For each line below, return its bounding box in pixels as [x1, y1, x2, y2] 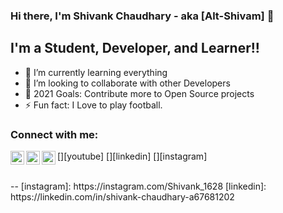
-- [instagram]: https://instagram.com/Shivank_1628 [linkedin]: [10, 180, 267, 193]
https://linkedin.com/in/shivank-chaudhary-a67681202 [10, 191, 235, 203]
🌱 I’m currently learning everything [24, 66, 168, 78]
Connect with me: [10, 127, 99, 141]
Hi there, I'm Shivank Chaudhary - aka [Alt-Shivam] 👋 [10, 9, 275, 23]
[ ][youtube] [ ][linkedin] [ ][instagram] [57, 150, 208, 163]
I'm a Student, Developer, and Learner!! [10, 40, 260, 57]
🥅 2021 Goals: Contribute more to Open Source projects [24, 87, 255, 99]
